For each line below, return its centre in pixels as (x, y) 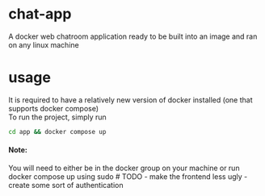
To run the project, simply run (57, 117)
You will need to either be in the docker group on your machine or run (124, 168)
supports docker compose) (54, 108)
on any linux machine (44, 44)
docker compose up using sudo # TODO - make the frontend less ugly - (128, 176)
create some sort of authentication (66, 185)
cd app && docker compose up (57, 131)
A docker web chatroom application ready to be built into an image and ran (133, 36)
